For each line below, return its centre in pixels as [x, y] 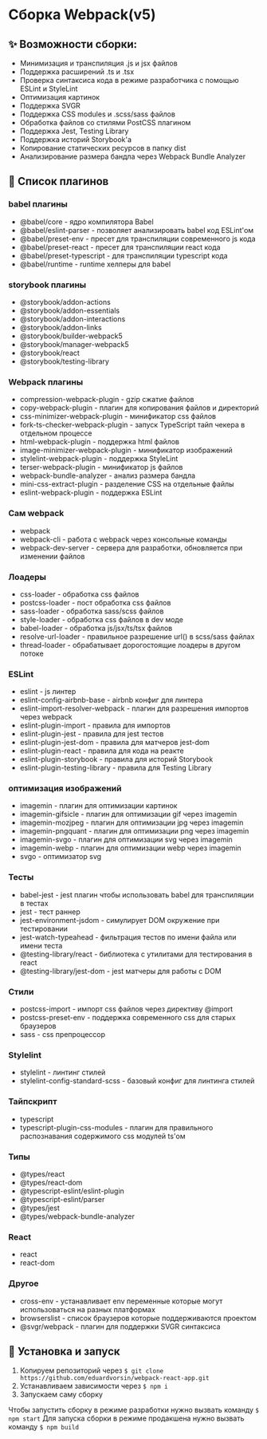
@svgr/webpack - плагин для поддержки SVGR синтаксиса [120, 1327]
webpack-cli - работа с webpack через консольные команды [123, 539]
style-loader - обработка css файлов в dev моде [101, 619]
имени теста [41, 945]
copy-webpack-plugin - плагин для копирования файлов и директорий [139, 408]
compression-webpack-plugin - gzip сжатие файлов [107, 400]
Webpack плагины [46, 382]
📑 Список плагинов [59, 181]
